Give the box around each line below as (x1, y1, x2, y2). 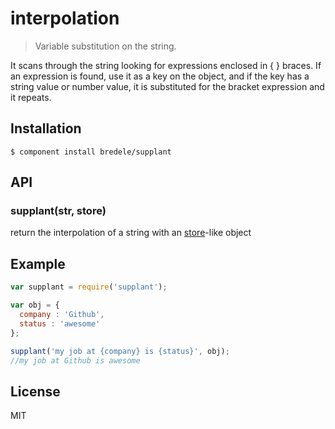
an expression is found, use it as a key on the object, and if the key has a (10, 70, 310, 82)
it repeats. (10, 91, 52, 103)
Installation (10, 120, 82, 137)
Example (10, 255, 66, 272)
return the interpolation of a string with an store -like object (10, 227, 252, 239)
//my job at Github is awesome (10, 355, 141, 366)
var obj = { (10, 300, 60, 311)
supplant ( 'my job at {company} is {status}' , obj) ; (10, 346, 230, 356)
